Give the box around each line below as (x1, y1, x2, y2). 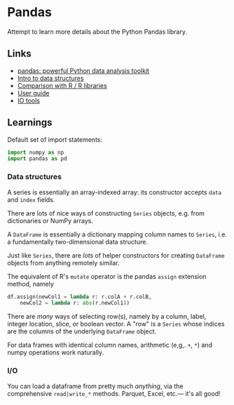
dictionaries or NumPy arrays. (7, 216, 93, 225)
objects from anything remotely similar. (7, 258, 120, 267)
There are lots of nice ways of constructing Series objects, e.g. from (7, 208, 205, 218)
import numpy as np (7, 149, 64, 156)
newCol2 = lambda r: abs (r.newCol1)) (20, 300, 130, 307)
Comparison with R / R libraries (17, 81, 107, 90)
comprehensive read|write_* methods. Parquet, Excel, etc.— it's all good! (7, 389, 221, 397)
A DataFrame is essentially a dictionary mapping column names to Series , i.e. (7, 230, 228, 239)
